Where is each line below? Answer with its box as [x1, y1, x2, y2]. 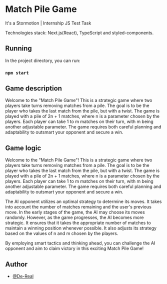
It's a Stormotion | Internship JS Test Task [5, 20, 91, 26]
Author [5, 260, 27, 268]
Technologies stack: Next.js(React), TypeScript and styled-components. [5, 29, 154, 35]
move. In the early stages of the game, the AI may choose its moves [5, 209, 145, 215]
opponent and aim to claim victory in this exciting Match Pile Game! [5, 245, 144, 251]
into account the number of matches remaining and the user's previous [5, 204, 151, 210]
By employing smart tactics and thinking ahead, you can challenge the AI [5, 240, 155, 246]
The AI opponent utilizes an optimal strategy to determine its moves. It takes [5, 198, 162, 204]
